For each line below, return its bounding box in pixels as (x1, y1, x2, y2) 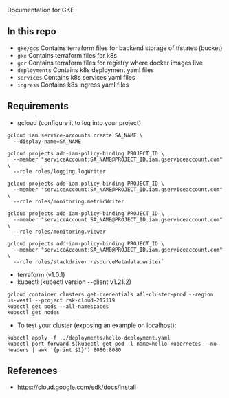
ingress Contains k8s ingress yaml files (17, 80, 129, 89)
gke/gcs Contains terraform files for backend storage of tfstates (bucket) (17, 44, 223, 52)
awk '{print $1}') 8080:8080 (37, 346, 122, 353)
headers (7, 346, 30, 353)
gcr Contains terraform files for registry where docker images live (17, 58, 203, 67)
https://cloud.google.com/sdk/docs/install (17, 383, 136, 391)
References (7, 365, 58, 377)
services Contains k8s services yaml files (17, 73, 135, 81)
